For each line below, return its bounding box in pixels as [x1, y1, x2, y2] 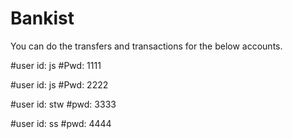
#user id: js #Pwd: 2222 [10, 78, 109, 91]
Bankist [10, 7, 75, 30]
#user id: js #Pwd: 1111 [10, 59, 102, 71]
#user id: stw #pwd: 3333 [10, 98, 117, 110]
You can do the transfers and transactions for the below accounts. [10, 40, 283, 52]
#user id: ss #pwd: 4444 [10, 117, 112, 129]
